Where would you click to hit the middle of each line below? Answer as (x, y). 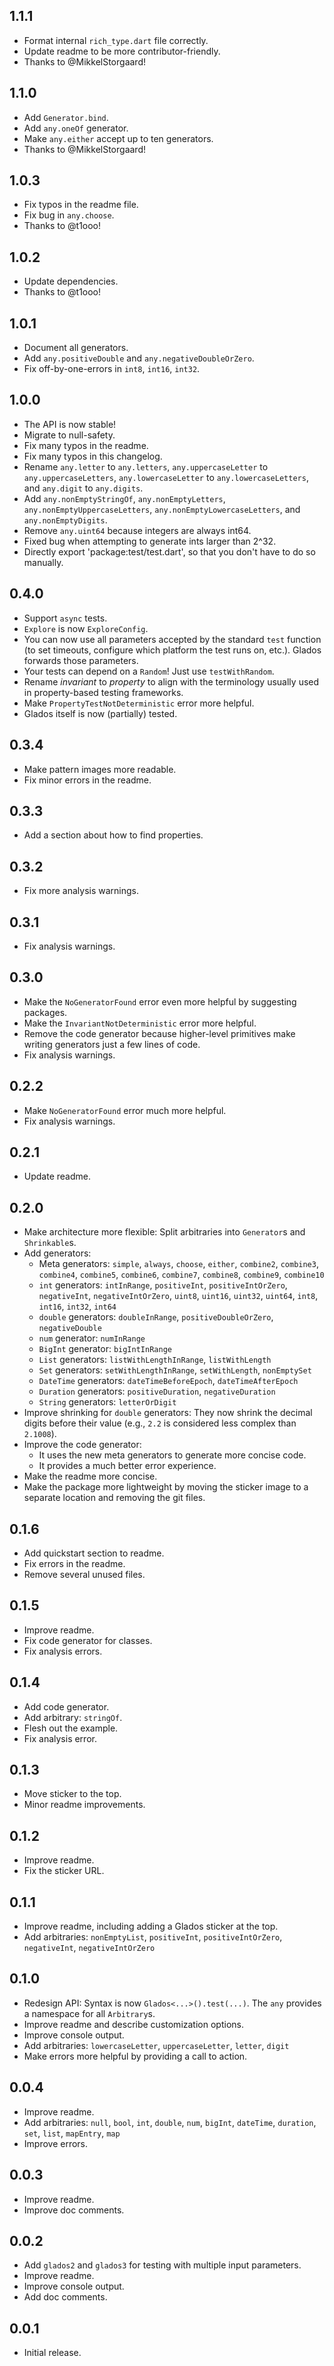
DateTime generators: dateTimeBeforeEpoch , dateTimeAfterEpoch (168, 1381)
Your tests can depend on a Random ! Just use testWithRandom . (149, 671)
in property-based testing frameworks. (103, 692)
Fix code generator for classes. (88, 1640)
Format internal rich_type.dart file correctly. (116, 40)
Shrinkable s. (50, 1243)
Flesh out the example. (71, 1728)
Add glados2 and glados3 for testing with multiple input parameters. (162, 2265)
